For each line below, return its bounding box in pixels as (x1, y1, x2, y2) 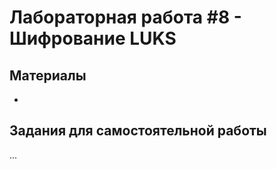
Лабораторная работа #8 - (9, 6, 242, 29)
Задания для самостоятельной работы (9, 122, 267, 140)
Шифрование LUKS (9, 27, 177, 50)
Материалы (9, 67, 87, 84)
